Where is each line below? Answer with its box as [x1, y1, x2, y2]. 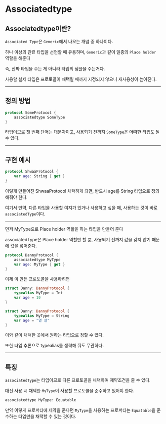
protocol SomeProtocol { [5, 110, 56, 115]
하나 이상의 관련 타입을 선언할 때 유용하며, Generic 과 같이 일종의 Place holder [5, 49, 157, 55]
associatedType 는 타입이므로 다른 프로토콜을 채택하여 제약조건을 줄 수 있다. [5, 377, 151, 383]
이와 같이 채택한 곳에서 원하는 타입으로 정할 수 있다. [5, 332, 104, 338]
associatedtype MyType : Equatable [5, 398, 77, 403]
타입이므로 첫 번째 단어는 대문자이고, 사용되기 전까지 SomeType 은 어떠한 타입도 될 [5, 129, 160, 135]
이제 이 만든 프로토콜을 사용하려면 [5, 276, 70, 282]
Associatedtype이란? [5, 24, 71, 33]
